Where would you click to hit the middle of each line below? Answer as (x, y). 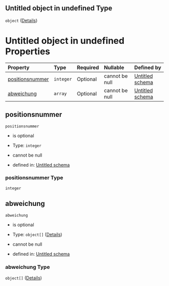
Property (19, 67)
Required (88, 67)
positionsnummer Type (34, 178)
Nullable (114, 67)
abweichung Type (28, 267)
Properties (28, 51)
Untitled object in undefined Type (59, 8)
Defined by (148, 67)
